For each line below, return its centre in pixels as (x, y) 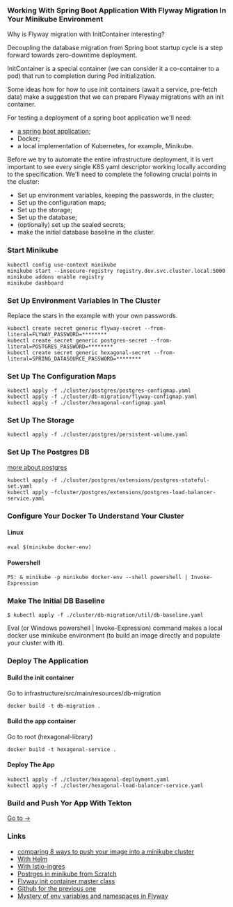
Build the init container (41, 677)
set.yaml (20, 486)
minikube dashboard (35, 283)
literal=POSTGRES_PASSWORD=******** (60, 347)
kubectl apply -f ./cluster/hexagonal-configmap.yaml (87, 403)
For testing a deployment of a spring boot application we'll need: (100, 118)
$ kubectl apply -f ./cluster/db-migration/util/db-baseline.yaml (105, 615)
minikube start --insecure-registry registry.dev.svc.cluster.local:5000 (116, 271)
